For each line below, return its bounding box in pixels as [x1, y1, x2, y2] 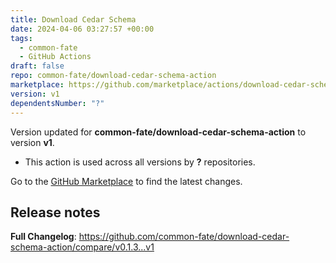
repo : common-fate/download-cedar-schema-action [10, 71, 217, 81]
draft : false [10, 61, 65, 71]
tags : [10, 33, 33, 43]
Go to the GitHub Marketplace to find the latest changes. [10, 175, 243, 187]
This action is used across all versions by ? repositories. [24, 156, 256, 168]
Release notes [10, 204, 101, 221]
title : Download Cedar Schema [10, 14, 137, 25]
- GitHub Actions [19, 52, 92, 62]
